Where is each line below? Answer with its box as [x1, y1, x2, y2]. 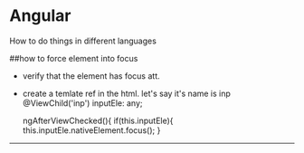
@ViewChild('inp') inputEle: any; [22, 97, 143, 109]
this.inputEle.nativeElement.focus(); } [22, 124, 161, 136]
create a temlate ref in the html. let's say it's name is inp [22, 88, 231, 99]
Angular [9, 5, 71, 26]
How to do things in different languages [9, 35, 157, 46]
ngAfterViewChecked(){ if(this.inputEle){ [22, 115, 174, 126]
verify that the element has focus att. [22, 70, 160, 81]
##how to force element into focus [9, 53, 138, 63]
